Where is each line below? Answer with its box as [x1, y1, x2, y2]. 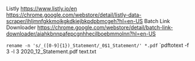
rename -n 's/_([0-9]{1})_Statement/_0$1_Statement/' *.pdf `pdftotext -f [6, 41, 189, 49]
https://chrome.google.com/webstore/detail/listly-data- [6, 11, 141, 18]
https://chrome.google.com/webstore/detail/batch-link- [37, 24, 174, 31]
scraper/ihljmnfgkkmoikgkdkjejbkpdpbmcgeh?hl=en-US [6, 18, 143, 24]
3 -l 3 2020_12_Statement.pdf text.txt [6, 48, 97, 55]
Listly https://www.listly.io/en [6, 5, 77, 12]
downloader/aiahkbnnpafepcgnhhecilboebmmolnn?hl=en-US [6, 30, 156, 37]
